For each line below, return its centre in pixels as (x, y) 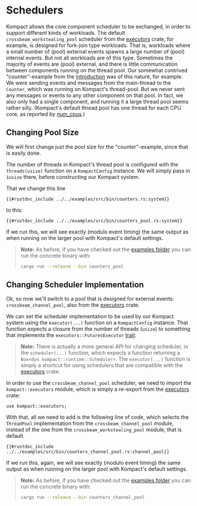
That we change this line (36, 188)
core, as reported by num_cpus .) (46, 114)
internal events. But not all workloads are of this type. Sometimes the (90, 58)
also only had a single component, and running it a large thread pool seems (97, 101)
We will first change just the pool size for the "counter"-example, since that (97, 147)
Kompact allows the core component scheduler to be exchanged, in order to (98, 26)
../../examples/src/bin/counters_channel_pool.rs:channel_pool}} (88, 452)
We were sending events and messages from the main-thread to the (89, 82)
